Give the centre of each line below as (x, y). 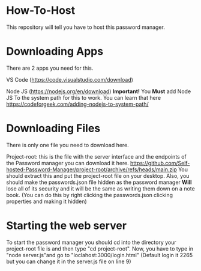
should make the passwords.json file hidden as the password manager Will (99, 182)
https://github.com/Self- (160, 163)
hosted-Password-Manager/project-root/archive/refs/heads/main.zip (91, 169)
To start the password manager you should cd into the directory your (91, 242)
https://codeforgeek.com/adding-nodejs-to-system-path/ (77, 104)
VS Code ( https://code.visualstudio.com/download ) (70, 79)
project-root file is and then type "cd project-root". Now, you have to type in (100, 248)
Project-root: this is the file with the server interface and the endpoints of (97, 156)
